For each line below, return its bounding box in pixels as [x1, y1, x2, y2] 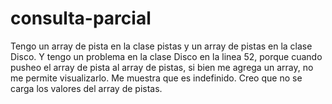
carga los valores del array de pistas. [10, 82, 163, 94]
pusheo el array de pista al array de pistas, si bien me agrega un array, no [10, 61, 314, 73]
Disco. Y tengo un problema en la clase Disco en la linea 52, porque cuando [10, 50, 323, 62]
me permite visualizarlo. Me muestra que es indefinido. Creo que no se [10, 72, 303, 84]
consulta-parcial [10, 7, 152, 30]
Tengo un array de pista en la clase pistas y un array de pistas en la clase [10, 40, 313, 52]
